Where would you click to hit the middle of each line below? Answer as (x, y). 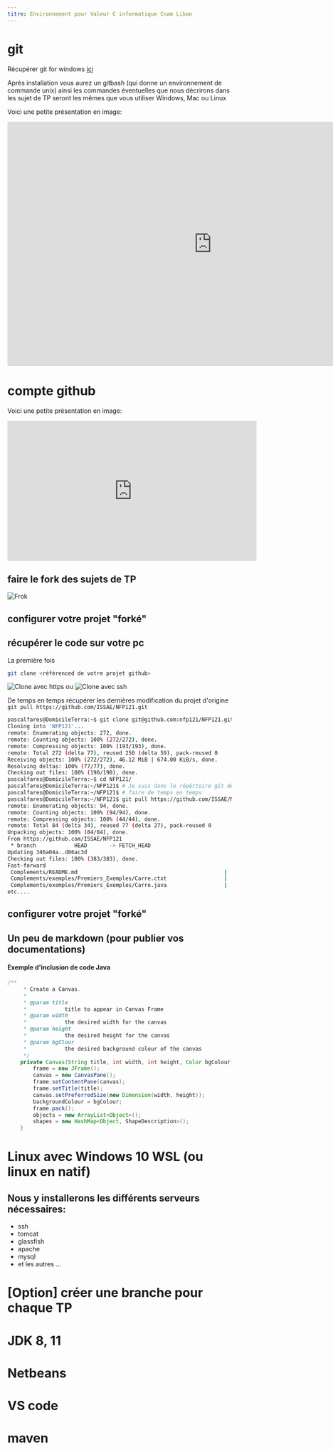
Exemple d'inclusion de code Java (59, 967)
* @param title (46, 1002)
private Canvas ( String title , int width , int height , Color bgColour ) (127, 1062)
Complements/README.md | (119, 872)
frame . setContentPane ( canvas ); (79, 1082)
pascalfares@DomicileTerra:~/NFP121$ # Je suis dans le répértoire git (116, 786)
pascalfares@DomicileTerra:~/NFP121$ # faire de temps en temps (105, 793)
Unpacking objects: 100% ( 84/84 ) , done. (68, 832)
